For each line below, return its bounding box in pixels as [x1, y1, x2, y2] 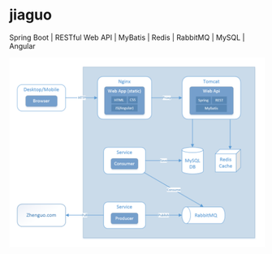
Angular [9, 41, 36, 50]
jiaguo [9, 6, 52, 24]
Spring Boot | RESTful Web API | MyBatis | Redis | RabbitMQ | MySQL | [9, 32, 246, 42]
